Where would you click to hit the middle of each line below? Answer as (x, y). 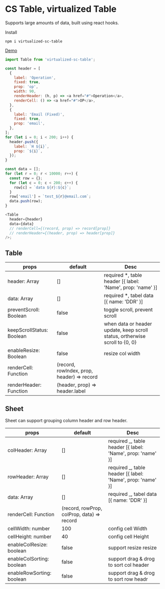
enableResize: (24, 350)
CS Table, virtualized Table (61, 9)
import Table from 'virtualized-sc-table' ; (50, 59)
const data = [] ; (23, 169)
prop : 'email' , (29, 124)
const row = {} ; (26, 178)
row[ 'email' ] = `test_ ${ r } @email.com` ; (50, 197)
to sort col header (128, 565)
